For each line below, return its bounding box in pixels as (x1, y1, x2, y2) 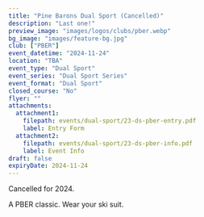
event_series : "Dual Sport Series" (8, 72, 128, 80)
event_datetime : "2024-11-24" (8, 49, 110, 57)
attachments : (8, 102, 52, 110)
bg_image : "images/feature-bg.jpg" (8, 34, 128, 43)
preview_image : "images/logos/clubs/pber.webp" (8, 27, 172, 35)
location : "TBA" (8, 57, 63, 65)
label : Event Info (23, 147, 85, 155)
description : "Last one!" (8, 19, 95, 27)
